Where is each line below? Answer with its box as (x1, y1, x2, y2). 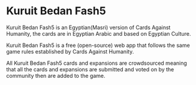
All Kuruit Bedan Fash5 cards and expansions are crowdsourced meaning (6, 59, 188, 67)
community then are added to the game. (6, 72, 106, 79)
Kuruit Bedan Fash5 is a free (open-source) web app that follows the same (6, 42, 190, 49)
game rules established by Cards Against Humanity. (6, 48, 134, 55)
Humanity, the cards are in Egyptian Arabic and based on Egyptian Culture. (6, 30, 191, 37)
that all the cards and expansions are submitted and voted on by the (6, 65, 174, 73)
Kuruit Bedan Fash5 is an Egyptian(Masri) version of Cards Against (6, 24, 171, 31)
